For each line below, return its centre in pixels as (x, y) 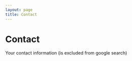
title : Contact (21, 14)
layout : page (19, 10)
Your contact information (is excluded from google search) (66, 53)
